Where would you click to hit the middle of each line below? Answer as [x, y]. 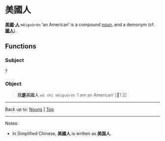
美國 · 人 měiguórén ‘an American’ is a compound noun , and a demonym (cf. [80, 24]
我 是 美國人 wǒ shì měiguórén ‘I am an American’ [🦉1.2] [72, 95]
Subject [15, 60]
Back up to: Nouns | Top [29, 109]
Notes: [12, 123]
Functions [21, 46]
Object [13, 84]
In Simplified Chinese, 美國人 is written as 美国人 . [62, 133]
